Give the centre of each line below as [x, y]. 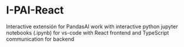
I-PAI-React [35, 10]
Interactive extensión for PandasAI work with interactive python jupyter [92, 26]
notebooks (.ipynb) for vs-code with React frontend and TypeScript [88, 32]
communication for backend [40, 39]
